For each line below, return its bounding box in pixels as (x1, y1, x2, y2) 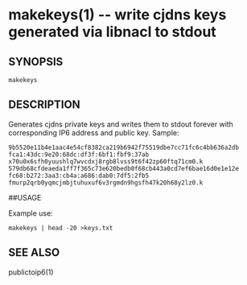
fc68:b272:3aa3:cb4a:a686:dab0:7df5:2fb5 (8, 171, 150, 180)
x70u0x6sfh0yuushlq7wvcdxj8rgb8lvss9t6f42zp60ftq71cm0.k (8, 157, 204, 166)
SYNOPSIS (8, 55, 64, 68)
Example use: (8, 208, 54, 218)
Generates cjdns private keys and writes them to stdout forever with (8, 119, 233, 129)
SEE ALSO (8, 246, 60, 259)
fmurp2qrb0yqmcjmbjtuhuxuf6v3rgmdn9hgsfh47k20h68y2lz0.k (8, 179, 204, 187)
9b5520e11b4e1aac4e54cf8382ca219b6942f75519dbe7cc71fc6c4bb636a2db (8, 143, 240, 151)
